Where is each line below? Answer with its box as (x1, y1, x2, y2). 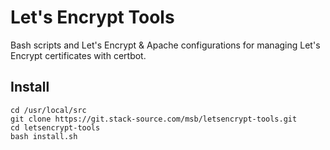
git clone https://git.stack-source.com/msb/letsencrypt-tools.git (10, 114, 298, 124)
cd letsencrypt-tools (10, 122, 101, 133)
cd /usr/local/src (10, 105, 87, 115)
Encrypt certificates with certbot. (10, 49, 147, 61)
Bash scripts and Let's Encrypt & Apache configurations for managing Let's (10, 39, 321, 51)
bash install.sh (10, 131, 78, 141)
